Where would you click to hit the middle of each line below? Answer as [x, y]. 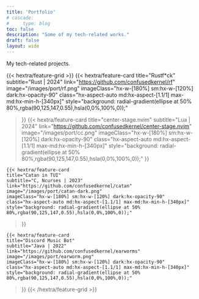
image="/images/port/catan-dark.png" [54, 191]
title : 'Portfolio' [31, 12]
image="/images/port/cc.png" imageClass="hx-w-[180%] [94, 133]
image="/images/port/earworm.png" [50, 257]
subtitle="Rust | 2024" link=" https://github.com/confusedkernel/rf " [91, 82]
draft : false [23, 40]
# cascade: [20, 18]
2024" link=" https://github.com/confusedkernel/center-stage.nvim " [107, 126]
